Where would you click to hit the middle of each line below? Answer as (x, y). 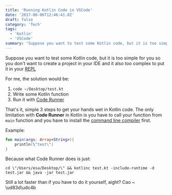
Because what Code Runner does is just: (48, 159)
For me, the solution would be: (37, 79)
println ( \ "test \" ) (34, 144)
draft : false (19, 19)
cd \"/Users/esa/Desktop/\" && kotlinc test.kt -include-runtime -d (80, 168)
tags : (11, 29)
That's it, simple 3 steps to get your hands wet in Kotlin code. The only (80, 109)
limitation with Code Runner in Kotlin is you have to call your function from (84, 115)
